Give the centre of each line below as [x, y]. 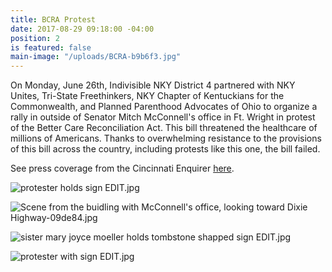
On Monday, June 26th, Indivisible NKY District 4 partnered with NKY [153, 85]
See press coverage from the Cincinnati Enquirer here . [122, 168]
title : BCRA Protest [53, 19]
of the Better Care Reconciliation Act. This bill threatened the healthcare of [164, 128]
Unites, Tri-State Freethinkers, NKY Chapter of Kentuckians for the [147, 96]
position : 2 [35, 38]
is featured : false [51, 47]
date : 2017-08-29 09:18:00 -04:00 [82, 29]
